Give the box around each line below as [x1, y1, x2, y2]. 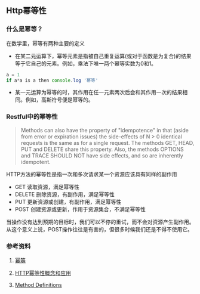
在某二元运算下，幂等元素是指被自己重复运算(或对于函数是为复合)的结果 [14, 52, 192, 60]
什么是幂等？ [6, 25, 44, 33]
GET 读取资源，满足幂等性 [14, 183, 79, 190]
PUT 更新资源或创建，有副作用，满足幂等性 [14, 198, 122, 205]
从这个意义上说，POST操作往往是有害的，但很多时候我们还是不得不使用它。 [6, 225, 193, 233]
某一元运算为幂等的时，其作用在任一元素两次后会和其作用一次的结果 [14, 89, 183, 96]
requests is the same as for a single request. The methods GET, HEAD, [20, 139, 195, 146]
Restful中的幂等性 [6, 113, 58, 121]
